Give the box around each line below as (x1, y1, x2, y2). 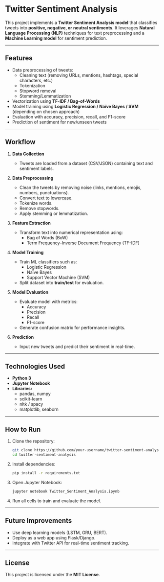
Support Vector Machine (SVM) (26, 274, 90, 280)
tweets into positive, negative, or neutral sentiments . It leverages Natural (5, 24, 155, 30)
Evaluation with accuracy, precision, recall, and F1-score (12, 114, 126, 119)
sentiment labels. (19, 165, 54, 171)
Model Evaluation (12, 289, 49, 295)
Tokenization (19, 82, 45, 89)
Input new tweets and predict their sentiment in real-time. (19, 344, 135, 349)
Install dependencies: (12, 461, 56, 467)
